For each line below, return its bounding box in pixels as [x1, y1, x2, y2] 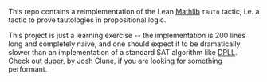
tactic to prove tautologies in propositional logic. [8, 15, 167, 25]
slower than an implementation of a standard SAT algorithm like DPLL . [8, 48, 238, 57]
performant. [8, 64, 48, 74]
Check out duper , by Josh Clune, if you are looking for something [8, 56, 223, 65]
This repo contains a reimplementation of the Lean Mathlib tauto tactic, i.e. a [8, 7, 260, 16]
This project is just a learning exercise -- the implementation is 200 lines [8, 31, 245, 40]
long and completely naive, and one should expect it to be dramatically [8, 39, 241, 49]
